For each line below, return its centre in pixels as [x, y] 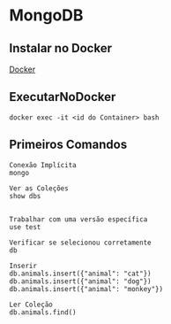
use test [25, 227]
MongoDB [46, 15]
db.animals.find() [43, 312]
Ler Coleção [31, 305]
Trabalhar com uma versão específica [78, 219]
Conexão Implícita [43, 165]
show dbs [25, 196]
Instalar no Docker [61, 48]
